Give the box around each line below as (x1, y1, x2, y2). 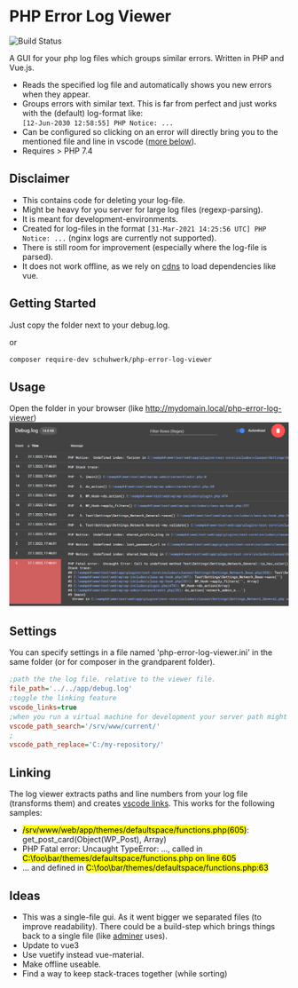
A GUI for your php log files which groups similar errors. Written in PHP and (9, 52, 285, 63)
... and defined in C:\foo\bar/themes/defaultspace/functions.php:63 (21, 863, 269, 873)
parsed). (21, 251, 53, 262)
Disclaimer (9, 171, 70, 186)
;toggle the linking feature (9, 694, 117, 703)
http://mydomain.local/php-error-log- (145, 403, 282, 414)
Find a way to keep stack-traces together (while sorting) (21, 968, 228, 978)
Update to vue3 (21, 939, 80, 951)
